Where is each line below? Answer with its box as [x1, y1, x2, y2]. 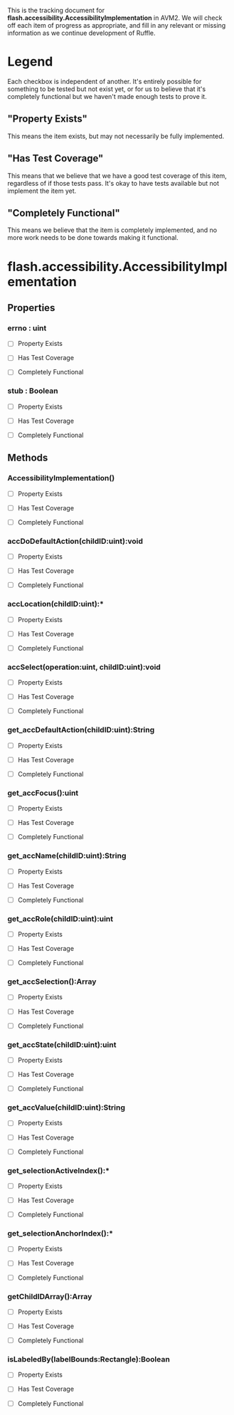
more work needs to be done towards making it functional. [7, 233, 179, 242]
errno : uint [7, 323, 47, 333]
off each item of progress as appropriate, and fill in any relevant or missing [7, 21, 226, 29]
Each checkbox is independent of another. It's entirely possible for [7, 77, 202, 85]
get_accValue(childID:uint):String [7, 1103, 126, 1112]
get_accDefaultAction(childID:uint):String [7, 725, 155, 735]
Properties [7, 302, 55, 314]
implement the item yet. [7, 186, 77, 195]
